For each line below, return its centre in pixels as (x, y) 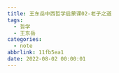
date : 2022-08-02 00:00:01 (47, 59)
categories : (24, 40)
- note (23, 46)
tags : (15, 20)
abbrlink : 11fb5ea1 (36, 53)
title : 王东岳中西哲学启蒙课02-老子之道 (59, 14)
